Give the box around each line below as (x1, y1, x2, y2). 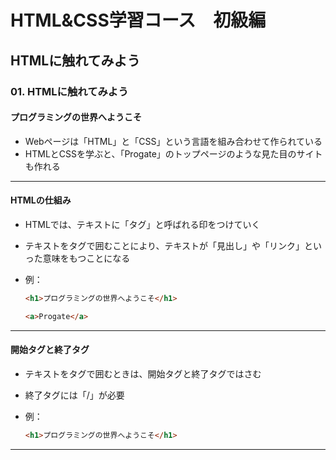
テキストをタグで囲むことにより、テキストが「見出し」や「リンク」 (24, 239, 305, 251)
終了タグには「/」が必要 (24, 389, 125, 401)
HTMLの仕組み (10, 194, 72, 206)
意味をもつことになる (42, 252, 131, 264)
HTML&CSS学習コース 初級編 (10, 9, 267, 32)
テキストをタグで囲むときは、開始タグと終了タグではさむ (24, 367, 262, 380)
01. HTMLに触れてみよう (10, 84, 129, 98)
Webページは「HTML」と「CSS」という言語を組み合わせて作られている (24, 135, 323, 147)
